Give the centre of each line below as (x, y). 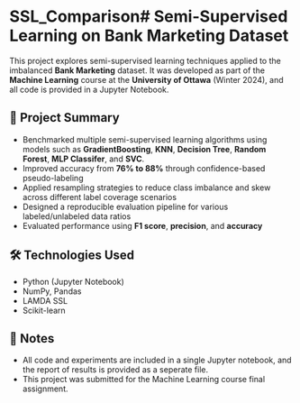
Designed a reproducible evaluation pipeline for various (125, 206)
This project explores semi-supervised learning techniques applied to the (145, 60)
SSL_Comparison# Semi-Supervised (149, 17)
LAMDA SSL (45, 300)
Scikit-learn (44, 310)
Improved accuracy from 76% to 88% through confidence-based (144, 168)
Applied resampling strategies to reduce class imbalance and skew (146, 188)
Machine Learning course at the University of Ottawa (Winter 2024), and (146, 79)
